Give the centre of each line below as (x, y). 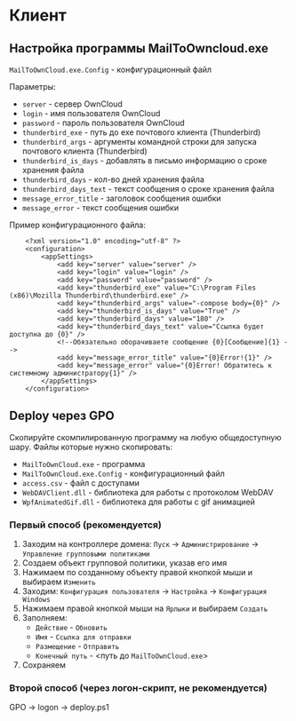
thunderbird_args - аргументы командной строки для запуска (140, 142)
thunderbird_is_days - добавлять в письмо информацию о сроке (144, 160)
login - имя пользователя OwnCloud (91, 113)
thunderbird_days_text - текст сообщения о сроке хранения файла (148, 189)
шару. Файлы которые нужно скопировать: (91, 447)
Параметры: (32, 87)
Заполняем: (44, 618)
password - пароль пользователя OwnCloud (103, 123)
